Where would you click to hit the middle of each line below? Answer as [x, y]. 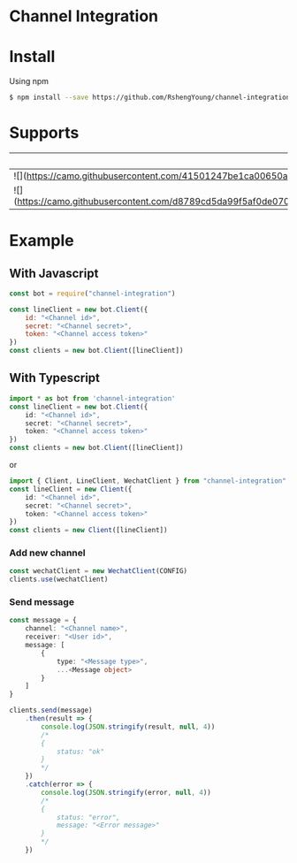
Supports [44, 133]
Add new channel [47, 553]
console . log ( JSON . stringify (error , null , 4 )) [126, 792]
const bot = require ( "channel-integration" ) [92, 294]
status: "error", [88, 817]
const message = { [43, 621]
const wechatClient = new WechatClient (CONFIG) [99, 571]
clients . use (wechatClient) [59, 580]
